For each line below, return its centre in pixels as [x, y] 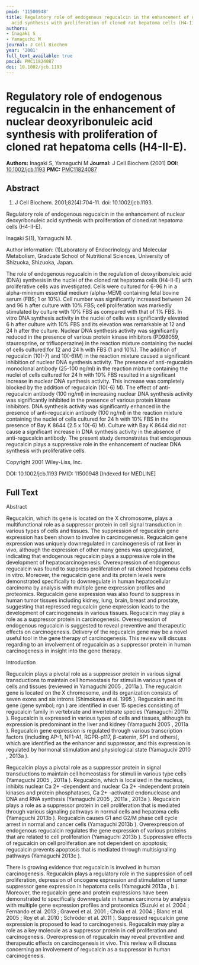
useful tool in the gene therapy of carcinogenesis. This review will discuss [96, 638]
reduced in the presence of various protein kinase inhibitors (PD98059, [93, 337]
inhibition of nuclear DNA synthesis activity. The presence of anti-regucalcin [99, 362]
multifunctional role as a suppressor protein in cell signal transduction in [94, 524]
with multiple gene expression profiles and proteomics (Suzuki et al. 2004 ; [98, 905]
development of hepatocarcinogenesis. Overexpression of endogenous [93, 562]
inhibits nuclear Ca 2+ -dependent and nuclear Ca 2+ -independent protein [98, 786]
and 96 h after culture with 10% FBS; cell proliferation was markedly [89, 305]
